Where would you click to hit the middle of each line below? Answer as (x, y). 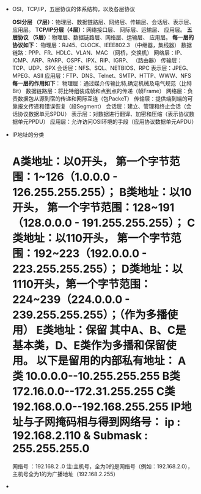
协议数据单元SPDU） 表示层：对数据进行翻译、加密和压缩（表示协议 (103, 114)
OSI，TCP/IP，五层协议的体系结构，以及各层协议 (74, 9)
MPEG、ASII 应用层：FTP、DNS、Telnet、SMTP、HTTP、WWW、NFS (101, 76)
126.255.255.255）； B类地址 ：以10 (102, 192)
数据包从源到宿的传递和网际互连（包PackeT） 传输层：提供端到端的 (103, 99)
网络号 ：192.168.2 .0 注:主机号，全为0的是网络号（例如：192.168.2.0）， (103, 466)
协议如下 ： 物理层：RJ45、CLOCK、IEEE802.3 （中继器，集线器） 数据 (102, 45)
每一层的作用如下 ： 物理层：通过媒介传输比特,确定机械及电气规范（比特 (102, 83)
